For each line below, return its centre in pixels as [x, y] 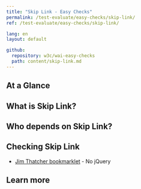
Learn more [28, 180]
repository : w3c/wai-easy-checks [53, 56]
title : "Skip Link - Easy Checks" [49, 12]
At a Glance [28, 85]
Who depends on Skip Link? [59, 126]
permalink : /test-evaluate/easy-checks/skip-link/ [71, 17]
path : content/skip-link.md [47, 61]
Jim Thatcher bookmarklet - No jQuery [63, 161]
